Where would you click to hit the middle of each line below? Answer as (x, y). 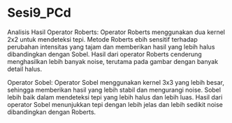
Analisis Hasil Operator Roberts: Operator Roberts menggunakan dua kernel (116, 32)
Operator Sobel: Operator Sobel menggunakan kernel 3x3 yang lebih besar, (116, 82)
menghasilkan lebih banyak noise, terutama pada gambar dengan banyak (113, 61)
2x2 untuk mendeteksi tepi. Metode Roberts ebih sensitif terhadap (102, 39)
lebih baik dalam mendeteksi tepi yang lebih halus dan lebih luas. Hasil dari (115, 97)
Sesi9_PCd (39, 13)
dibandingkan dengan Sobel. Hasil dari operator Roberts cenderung (105, 54)
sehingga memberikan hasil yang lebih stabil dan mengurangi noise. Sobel (114, 90)
